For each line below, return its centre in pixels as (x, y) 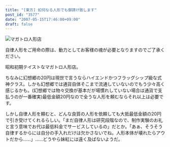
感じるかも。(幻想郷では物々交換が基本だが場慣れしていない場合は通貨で (82, 90)
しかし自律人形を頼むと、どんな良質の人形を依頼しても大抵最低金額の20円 (83, 114)
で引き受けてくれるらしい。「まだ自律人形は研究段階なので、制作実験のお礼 (84, 120)
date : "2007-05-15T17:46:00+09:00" (43, 19)
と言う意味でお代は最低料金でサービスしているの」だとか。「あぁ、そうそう (84, 127)
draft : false (19, 24)
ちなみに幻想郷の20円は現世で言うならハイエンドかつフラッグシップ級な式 (83, 78)
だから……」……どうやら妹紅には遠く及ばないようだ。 (66, 139)
